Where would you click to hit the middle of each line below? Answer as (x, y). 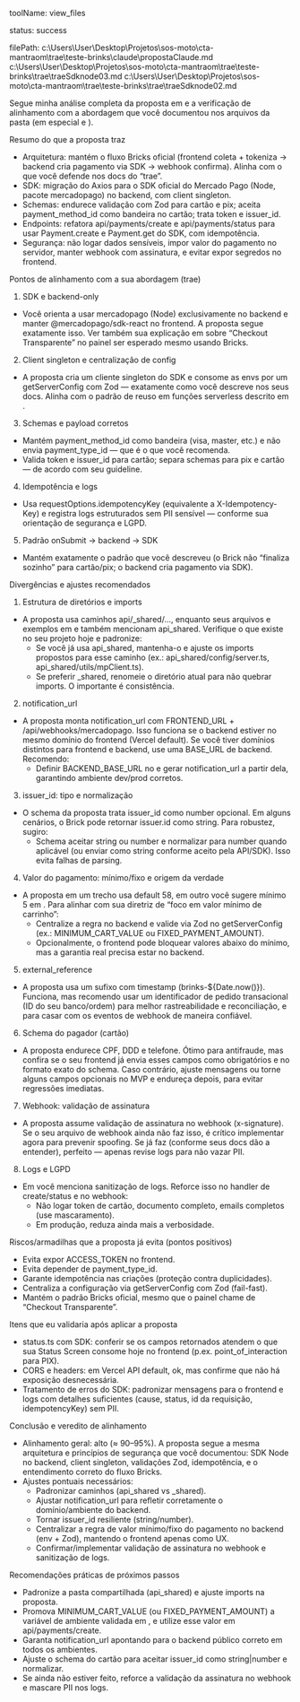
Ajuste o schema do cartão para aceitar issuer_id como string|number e (155, 1659)
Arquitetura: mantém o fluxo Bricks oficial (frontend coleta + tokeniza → (154, 157)
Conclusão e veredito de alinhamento (78, 1426)
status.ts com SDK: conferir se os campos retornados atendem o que (150, 1342)
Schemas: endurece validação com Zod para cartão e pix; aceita (141, 204)
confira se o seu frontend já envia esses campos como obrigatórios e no (156, 1060)
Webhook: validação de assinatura (86, 1106)
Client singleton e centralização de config (99, 360)
